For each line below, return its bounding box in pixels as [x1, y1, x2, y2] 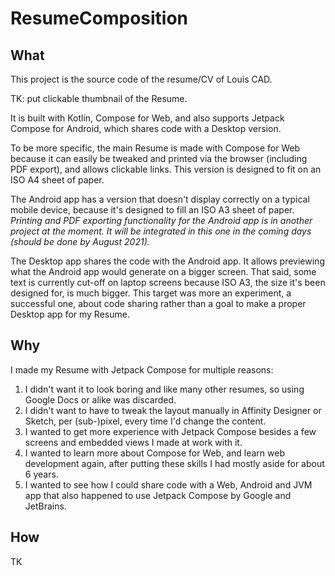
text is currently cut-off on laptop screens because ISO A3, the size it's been [10, 277, 326, 288]
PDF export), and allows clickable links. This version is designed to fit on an [10, 163, 322, 175]
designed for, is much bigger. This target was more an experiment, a [10, 287, 292, 299]
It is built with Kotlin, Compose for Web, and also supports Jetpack [10, 112, 285, 124]
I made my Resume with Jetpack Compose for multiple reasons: [10, 363, 274, 376]
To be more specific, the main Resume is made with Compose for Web [10, 142, 301, 154]
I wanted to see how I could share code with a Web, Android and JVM [24, 478, 313, 491]
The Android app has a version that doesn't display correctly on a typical [10, 193, 310, 205]
